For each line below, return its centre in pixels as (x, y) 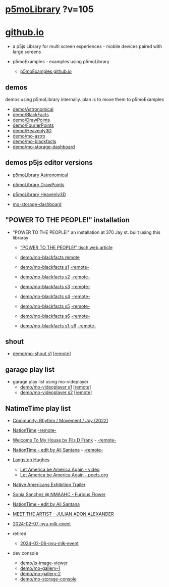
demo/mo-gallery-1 (40, 568)
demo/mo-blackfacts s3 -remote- (55, 286)
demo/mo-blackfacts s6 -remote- (55, 316)
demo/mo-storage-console (48, 579)
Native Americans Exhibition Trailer (49, 484)
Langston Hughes (31, 460)
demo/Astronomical (33, 109)
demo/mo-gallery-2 (40, 574)
